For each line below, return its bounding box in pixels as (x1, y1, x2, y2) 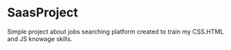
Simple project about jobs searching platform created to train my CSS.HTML (7, 27, 224, 36)
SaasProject (7, 5, 78, 21)
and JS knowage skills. (7, 34, 73, 42)
